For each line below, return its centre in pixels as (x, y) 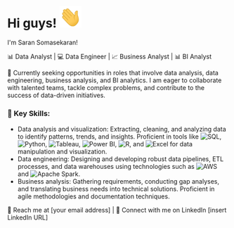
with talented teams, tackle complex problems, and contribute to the (106, 88)
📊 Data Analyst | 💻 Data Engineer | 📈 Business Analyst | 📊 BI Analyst (110, 57)
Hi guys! (32, 23)
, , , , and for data (119, 144)
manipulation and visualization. (62, 151)
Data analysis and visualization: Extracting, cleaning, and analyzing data (122, 129)
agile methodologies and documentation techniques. (93, 196)
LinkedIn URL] (28, 217)
